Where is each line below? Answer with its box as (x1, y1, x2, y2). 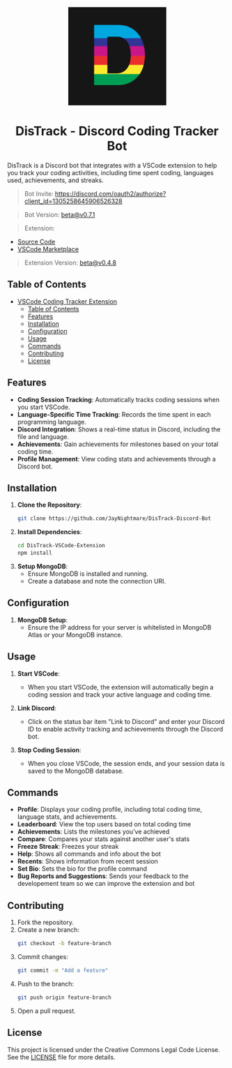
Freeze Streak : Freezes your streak (17, 843, 119, 851)
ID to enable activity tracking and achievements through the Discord (27, 725, 224, 733)
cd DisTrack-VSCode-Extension (17, 542, 106, 549)
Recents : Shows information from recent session (17, 857, 158, 866)
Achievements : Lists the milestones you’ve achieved (17, 827, 170, 836)
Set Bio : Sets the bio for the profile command (17, 865, 148, 873)
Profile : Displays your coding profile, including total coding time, (17, 806, 203, 814)
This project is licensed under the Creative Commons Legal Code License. (7, 1045, 221, 1053)
